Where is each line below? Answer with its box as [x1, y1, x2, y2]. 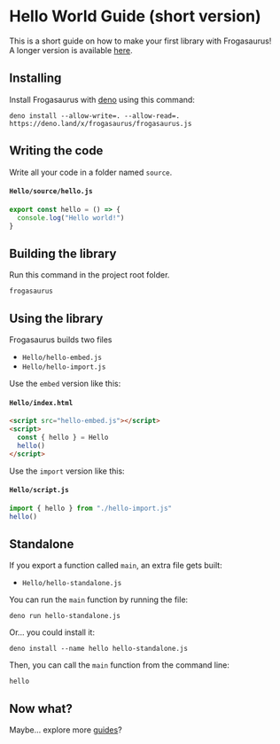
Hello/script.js [9, 486, 69, 495]
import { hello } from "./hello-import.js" [9, 504, 173, 513]
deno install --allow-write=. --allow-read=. [9, 111, 180, 121]
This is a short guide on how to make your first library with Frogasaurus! [9, 35, 272, 46]
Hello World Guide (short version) [9, 6, 261, 27]
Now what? [9, 701, 73, 716]
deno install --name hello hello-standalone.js [9, 645, 189, 654]
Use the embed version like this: [9, 379, 121, 389]
